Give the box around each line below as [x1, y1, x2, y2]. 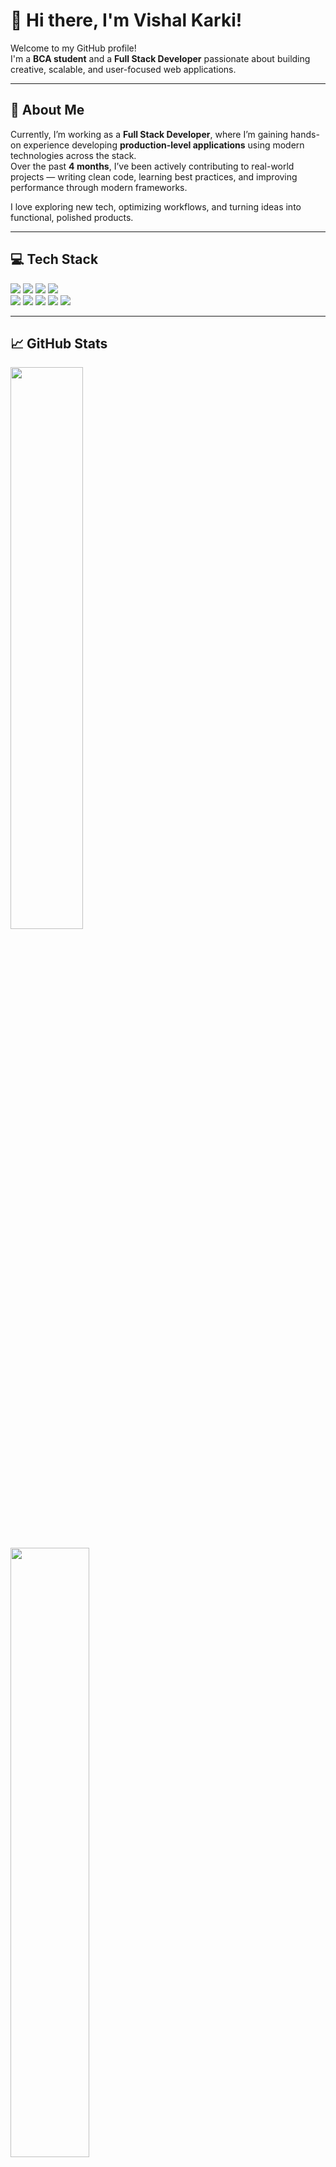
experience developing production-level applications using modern [23, 139, 305, 151]
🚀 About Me [10, 102, 85, 119]
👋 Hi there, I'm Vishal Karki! [10, 9, 243, 32]
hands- [290, 128, 320, 140]
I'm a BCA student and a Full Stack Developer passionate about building [10, 52, 311, 64]
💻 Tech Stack [10, 251, 99, 268]
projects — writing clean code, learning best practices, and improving [10, 170, 298, 183]
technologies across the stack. [10, 149, 137, 161]
